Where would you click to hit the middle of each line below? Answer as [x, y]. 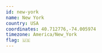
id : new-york [22, 12]
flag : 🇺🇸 [18, 40]
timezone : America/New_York [42, 35]
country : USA [22, 23]
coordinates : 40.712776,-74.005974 [51, 29]
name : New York [25, 18]
